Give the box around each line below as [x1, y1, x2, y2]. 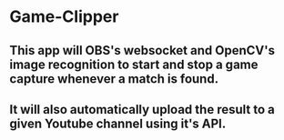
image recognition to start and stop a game [9, 56, 259, 72]
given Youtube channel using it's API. [9, 115, 227, 131]
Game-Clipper [9, 6, 119, 27]
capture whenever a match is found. [9, 71, 219, 86]
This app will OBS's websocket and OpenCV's [9, 43, 276, 58]
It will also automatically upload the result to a [9, 102, 275, 117]
